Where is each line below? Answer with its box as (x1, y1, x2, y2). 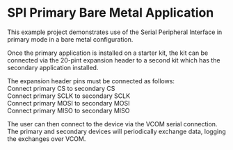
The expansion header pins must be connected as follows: (7, 76, 175, 85)
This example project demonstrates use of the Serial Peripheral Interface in (7, 28, 223, 36)
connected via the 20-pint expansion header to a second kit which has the (7, 56, 220, 64)
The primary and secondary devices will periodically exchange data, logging (7, 127, 226, 135)
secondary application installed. (7, 63, 99, 72)
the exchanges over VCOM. (7, 134, 86, 143)
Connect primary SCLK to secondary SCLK (7, 92, 131, 100)
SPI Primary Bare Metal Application (7, 5, 214, 21)
